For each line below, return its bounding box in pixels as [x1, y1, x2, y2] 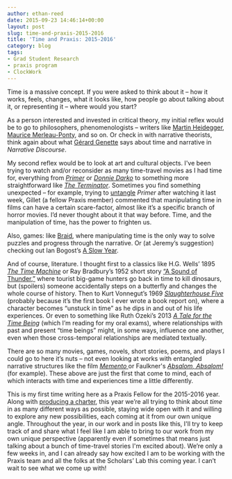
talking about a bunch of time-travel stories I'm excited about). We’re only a [7, 441, 223, 450]
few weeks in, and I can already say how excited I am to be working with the [7, 449, 225, 457]
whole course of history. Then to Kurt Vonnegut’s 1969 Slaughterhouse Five [7, 289, 224, 298]
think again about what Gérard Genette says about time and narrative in [7, 138, 212, 146]
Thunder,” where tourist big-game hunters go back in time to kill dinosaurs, [7, 274, 222, 282]
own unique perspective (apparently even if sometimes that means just [7, 434, 210, 442]
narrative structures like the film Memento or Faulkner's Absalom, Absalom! [7, 362, 224, 370]
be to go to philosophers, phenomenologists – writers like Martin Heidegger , [7, 123, 224, 131]
